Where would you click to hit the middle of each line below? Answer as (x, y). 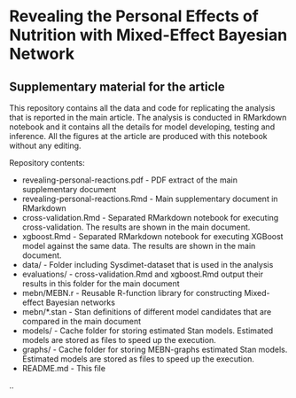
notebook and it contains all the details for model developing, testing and (142, 127)
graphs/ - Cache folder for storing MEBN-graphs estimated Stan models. (155, 349)
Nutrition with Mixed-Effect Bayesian (148, 35)
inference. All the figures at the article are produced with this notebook (138, 136)
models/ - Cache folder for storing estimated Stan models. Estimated (148, 331)
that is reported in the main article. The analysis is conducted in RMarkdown (148, 117)
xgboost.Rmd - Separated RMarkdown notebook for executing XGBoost (152, 236)
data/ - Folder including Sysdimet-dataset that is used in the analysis (148, 265)
